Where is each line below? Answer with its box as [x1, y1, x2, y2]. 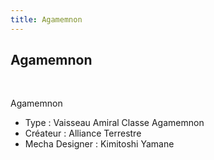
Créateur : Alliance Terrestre [24, 127, 142, 140]
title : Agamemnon [10, 14, 83, 25]
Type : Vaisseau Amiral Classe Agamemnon [24, 117, 205, 129]
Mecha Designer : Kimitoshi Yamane [24, 138, 175, 150]
